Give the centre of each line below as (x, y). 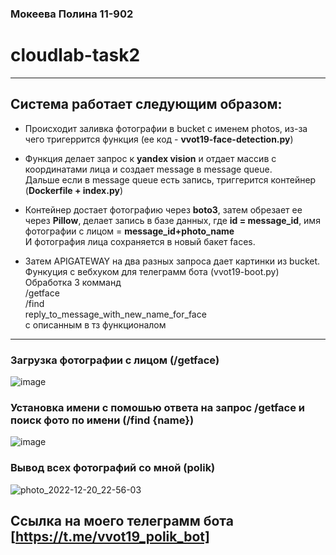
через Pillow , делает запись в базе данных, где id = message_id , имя (172, 220)
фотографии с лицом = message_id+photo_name (129, 231)
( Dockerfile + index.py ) (74, 190)
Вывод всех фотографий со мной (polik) (113, 468)
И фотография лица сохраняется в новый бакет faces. (140, 241)
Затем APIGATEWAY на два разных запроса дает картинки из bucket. (172, 261)
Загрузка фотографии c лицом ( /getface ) (115, 360)
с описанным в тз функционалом (95, 324)
